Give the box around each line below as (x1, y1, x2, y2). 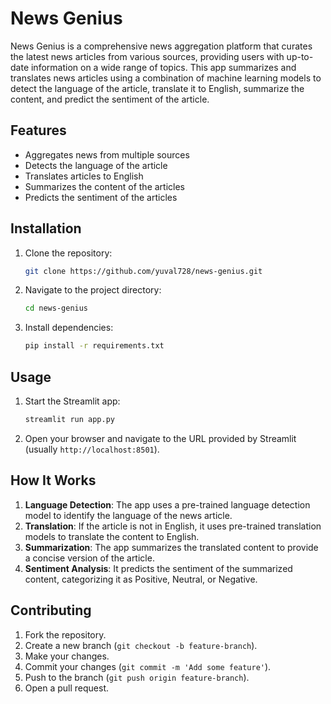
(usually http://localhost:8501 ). (24, 443, 160, 455)
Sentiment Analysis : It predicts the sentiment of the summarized (24, 562, 293, 574)
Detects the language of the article (24, 159, 168, 171)
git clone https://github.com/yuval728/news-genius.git (24, 266, 263, 276)
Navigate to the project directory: (24, 284, 162, 296)
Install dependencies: (24, 322, 114, 334)
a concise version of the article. (24, 552, 155, 564)
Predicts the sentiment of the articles (24, 191, 178, 203)
